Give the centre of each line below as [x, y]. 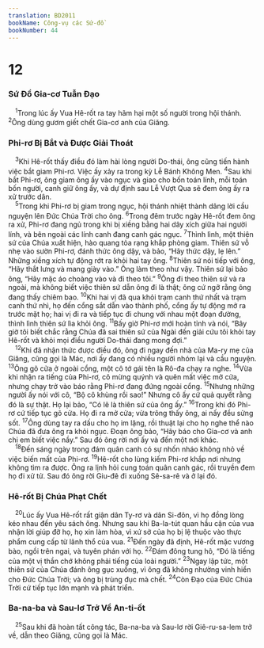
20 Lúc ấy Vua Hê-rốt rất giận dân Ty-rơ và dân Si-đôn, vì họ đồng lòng [130, 514]
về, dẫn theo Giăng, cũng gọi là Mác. [68, 635]
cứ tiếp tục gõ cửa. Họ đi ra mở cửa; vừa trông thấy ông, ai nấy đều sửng [135, 413]
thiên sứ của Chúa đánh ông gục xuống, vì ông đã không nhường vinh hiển [130, 569]
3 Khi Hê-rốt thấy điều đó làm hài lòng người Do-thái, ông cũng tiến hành [132, 161]
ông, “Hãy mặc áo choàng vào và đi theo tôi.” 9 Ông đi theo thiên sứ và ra [127, 278]
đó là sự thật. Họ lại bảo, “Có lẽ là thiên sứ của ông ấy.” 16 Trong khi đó [122, 404]
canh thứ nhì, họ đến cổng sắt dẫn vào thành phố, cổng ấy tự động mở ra [127, 305]
